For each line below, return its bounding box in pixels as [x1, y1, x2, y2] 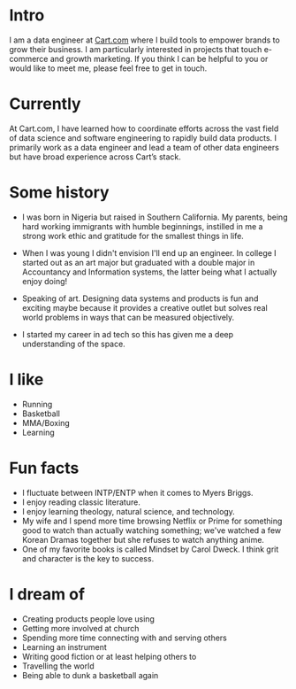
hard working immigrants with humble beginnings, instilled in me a [21, 221, 263, 231]
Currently [9, 94, 81, 114]
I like [9, 369, 44, 390]
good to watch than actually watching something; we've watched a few [21, 524, 281, 536]
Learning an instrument [21, 641, 108, 652]
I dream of [9, 584, 86, 604]
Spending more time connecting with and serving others [21, 632, 227, 643]
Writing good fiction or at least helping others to [21, 651, 197, 662]
